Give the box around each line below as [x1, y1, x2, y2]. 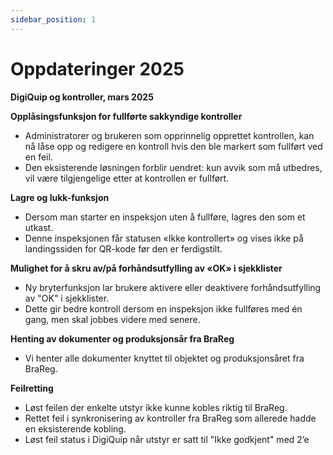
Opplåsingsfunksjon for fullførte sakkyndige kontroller [10, 110, 243, 122]
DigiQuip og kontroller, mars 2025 [10, 91, 154, 103]
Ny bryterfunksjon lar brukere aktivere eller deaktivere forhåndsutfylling [24, 281, 322, 293]
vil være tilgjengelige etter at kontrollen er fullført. [24, 172, 230, 184]
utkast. [24, 221, 54, 233]
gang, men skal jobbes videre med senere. [24, 313, 201, 325]
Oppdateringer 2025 [10, 57, 185, 80]
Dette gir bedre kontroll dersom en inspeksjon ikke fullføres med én [24, 302, 303, 315]
